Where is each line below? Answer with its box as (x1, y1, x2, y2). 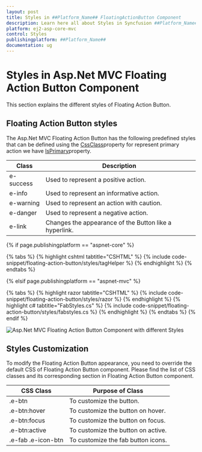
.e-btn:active (9, 426, 47, 435)
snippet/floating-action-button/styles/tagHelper (6, 259, 124, 267)
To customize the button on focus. (69, 416, 166, 425)
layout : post (6, 8, 39, 15)
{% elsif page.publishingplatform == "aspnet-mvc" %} (6, 277, 141, 285)
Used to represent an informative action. (45, 189, 159, 197)
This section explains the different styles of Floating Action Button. (6, 101, 171, 108)
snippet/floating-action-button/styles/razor (6, 296, 113, 303)
